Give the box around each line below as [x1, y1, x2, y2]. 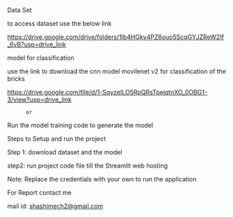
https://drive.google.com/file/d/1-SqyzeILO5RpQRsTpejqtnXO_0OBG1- [7, 88, 207, 96]
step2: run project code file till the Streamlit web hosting [7, 161, 168, 170]
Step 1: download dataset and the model [7, 148, 122, 156]
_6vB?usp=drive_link [7, 40, 66, 48]
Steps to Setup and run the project [7, 135, 106, 143]
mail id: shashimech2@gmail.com [7, 202, 104, 210]
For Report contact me [7, 188, 72, 197]
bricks [7, 74, 26, 83]
